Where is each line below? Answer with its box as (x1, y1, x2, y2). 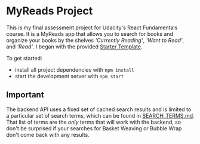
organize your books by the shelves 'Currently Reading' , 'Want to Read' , (6, 36, 184, 44)
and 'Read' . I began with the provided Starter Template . (6, 43, 143, 50)
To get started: (6, 54, 43, 62)
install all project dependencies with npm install (14, 66, 134, 73)
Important (6, 90, 44, 100)
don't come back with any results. (6, 131, 90, 138)
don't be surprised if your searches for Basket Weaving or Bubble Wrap (6, 124, 182, 132)
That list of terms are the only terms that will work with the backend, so (6, 118, 181, 125)
